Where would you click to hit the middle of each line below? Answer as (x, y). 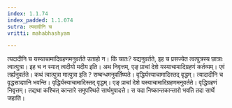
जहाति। (16, 98)
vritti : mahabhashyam (39, 33)
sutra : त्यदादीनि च (30, 26)
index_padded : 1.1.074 (40, 20)
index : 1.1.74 (28, 14)
